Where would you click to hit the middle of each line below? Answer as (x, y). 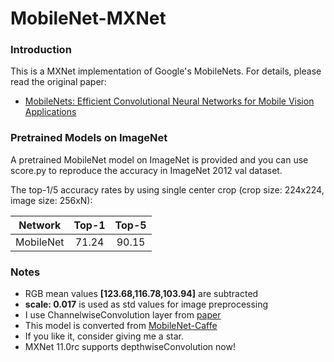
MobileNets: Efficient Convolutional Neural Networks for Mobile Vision (169, 101)
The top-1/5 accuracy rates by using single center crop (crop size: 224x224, (167, 189)
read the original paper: (58, 82)
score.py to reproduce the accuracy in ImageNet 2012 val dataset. (146, 170)
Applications (50, 112)
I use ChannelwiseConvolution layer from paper (123, 315)
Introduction (41, 50)
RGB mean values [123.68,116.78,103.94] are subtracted (141, 294)
